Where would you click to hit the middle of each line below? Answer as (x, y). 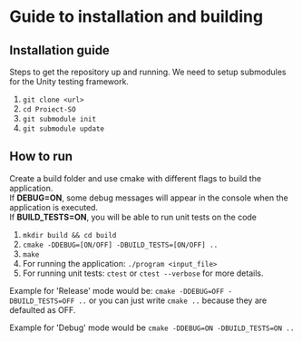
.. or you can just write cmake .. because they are (173, 300)
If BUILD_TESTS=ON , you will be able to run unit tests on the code (133, 217)
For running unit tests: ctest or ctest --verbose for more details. (143, 273)
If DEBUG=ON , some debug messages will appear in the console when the (149, 198)
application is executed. (54, 207)
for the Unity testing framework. (69, 82)
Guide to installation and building (136, 17)
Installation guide (60, 50)
